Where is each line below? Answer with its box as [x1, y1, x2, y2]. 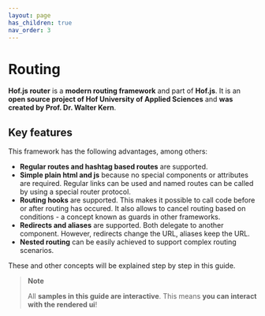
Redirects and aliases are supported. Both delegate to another [19, 221, 224, 230]
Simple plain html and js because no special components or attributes [19, 170, 248, 180]
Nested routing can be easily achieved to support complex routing [19, 237, 237, 247]
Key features [8, 125, 73, 139]
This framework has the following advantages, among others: [8, 147, 207, 156]
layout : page [8, 11, 51, 20]
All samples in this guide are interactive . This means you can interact [27, 292, 257, 301]
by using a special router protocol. [19, 187, 132, 197]
